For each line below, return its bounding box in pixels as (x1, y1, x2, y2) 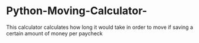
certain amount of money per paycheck (6, 29, 103, 37)
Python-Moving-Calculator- (6, 4, 147, 18)
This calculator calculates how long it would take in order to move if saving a (6, 24, 194, 31)
